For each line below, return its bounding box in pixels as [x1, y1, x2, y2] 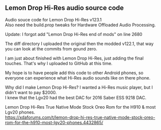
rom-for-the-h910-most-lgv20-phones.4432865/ [5, 119, 103, 125]
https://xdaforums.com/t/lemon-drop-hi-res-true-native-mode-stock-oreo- [5, 114, 156, 120]
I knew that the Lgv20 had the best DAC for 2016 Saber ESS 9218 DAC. [5, 95, 146, 100]
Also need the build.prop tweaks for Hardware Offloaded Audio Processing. [5, 22, 156, 28]
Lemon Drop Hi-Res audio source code [5, 4, 124, 12]
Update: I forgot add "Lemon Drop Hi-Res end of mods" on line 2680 [5, 31, 143, 37]
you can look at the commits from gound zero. [5, 46, 97, 51]
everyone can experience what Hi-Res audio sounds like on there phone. [5, 75, 151, 81]
